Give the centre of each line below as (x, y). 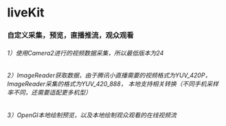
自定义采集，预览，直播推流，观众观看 (70, 36)
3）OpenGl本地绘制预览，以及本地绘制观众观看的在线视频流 (92, 115)
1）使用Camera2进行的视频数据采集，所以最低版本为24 (86, 53)
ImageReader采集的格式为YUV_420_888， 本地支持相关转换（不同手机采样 (113, 84)
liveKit (26, 13)
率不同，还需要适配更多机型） (49, 92)
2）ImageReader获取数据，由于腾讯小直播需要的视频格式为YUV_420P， (109, 75)
